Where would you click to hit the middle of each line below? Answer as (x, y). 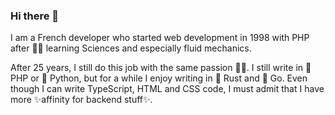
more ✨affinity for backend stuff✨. (81, 100)
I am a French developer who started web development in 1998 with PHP (160, 38)
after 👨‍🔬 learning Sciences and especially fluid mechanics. (131, 48)
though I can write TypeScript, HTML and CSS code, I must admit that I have (167, 89)
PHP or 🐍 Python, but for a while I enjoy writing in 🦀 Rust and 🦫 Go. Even (159, 78)
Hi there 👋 (35, 16)
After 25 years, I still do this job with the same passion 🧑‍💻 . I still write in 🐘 (161, 68)
